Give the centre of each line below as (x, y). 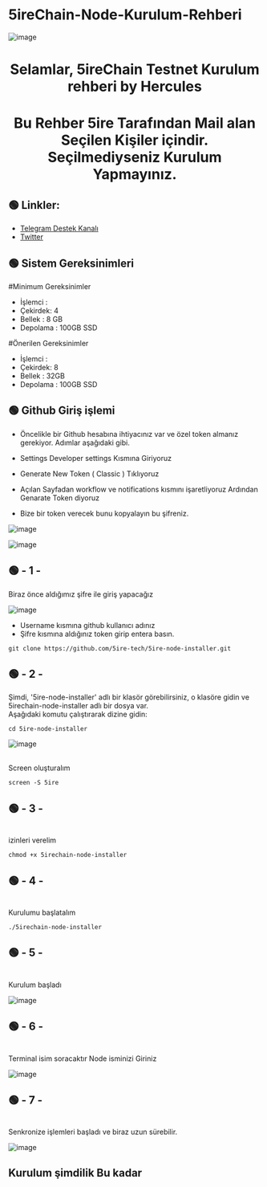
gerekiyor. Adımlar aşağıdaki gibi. (75, 443)
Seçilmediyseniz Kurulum (135, 157)
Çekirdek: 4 (39, 310)
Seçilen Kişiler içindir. (135, 140)
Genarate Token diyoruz (60, 498)
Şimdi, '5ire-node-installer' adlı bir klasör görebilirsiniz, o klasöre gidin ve (129, 697)
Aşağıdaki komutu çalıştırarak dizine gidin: (78, 714)
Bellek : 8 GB (41, 319)
